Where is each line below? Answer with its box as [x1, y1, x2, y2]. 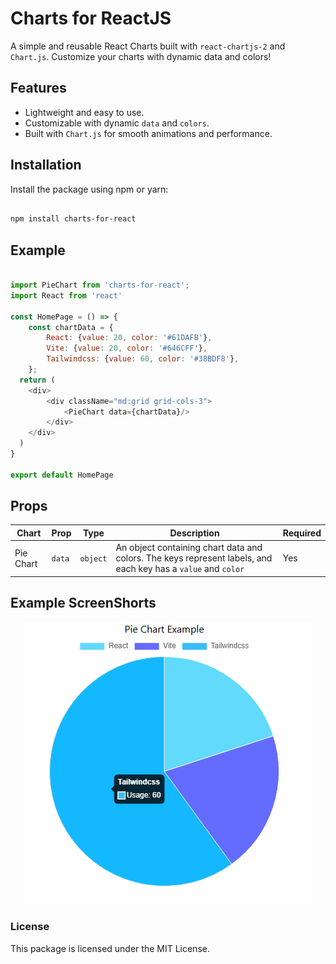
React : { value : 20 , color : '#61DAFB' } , [46, 333, 213, 343]
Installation [10, 157, 82, 174]
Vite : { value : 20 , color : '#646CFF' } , [46, 343, 208, 354]
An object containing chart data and [115, 542, 263, 554]
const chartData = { [28, 322, 114, 332]
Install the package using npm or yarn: [10, 183, 169, 195]
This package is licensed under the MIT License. [10, 942, 210, 954]
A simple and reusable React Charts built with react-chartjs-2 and [10, 40, 286, 52]
